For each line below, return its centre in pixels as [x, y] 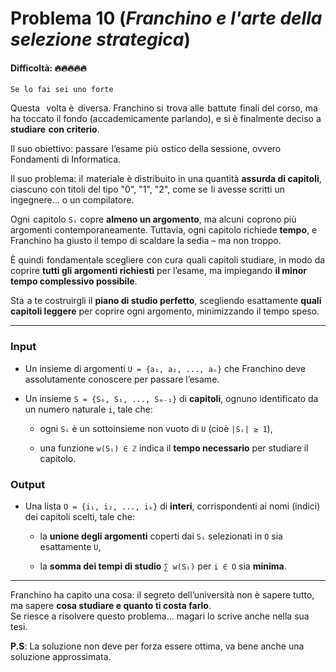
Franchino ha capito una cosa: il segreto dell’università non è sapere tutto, [162, 594]
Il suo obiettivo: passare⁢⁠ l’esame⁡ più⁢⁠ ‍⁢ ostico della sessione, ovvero [146, 149]
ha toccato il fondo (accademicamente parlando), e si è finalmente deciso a [166, 119]
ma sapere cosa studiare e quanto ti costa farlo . [111, 605]
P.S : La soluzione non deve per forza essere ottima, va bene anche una [157, 646]
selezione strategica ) [100, 39]
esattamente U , [70, 546]
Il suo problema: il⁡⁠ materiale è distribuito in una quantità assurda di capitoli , [166, 179]
